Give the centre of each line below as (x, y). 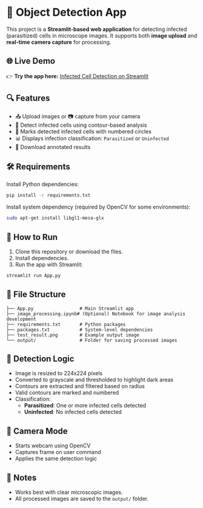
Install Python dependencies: (42, 184)
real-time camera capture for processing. (59, 42)
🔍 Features (28, 99)
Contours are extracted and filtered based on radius (80, 386)
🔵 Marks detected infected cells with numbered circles (83, 131)
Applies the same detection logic (56, 459)
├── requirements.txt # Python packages (66, 324)
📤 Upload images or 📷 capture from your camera (78, 116)
